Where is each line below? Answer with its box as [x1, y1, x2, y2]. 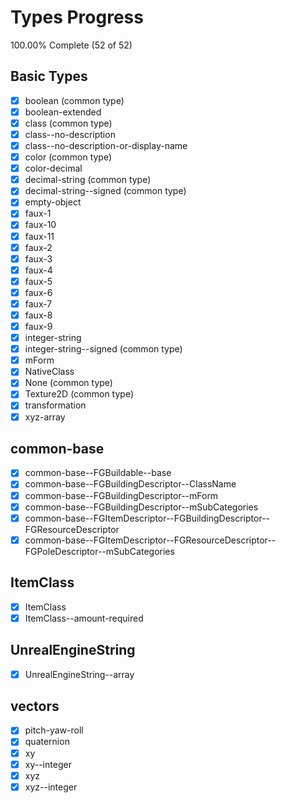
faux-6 [24, 286, 53, 298]
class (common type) [24, 117, 113, 129]
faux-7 [24, 297, 53, 310]
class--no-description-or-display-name [24, 140, 188, 151]
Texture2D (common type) [24, 388, 135, 400]
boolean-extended [24, 106, 102, 118]
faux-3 [24, 252, 53, 265]
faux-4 [24, 264, 53, 276]
